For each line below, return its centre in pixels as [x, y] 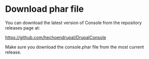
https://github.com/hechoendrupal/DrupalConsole [56, 37]
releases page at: [23, 28]
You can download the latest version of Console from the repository [74, 23]
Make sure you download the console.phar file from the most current [74, 47]
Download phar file [45, 9]
